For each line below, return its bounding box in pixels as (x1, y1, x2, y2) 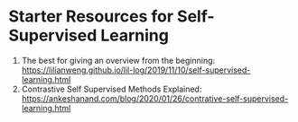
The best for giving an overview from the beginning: (21, 55, 216, 65)
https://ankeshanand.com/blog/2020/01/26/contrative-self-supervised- (21, 92, 289, 104)
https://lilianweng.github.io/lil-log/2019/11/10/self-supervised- (21, 65, 251, 75)
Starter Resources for (8, 6, 173, 27)
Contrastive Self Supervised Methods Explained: (21, 83, 202, 94)
